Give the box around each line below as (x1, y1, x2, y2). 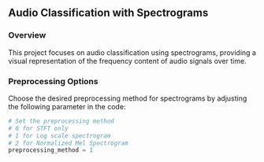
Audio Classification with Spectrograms (8, 6, 209, 20)
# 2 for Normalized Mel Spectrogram (8, 139, 128, 147)
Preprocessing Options (8, 75, 99, 87)
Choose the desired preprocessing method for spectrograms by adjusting (8, 94, 247, 103)
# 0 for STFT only (8, 124, 69, 132)
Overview (8, 30, 46, 41)
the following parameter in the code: (8, 101, 126, 111)
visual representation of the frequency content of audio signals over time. (8, 56, 247, 65)
